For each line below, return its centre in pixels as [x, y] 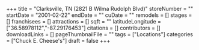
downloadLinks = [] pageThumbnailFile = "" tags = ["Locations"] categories [100, 34]
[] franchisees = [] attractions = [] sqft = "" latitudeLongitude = [84, 21]
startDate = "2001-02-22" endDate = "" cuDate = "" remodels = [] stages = [99, 15]
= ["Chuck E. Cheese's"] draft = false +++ [58, 41]
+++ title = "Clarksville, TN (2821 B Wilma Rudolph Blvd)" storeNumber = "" [100, 9]
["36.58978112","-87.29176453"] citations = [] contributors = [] [83, 28]
